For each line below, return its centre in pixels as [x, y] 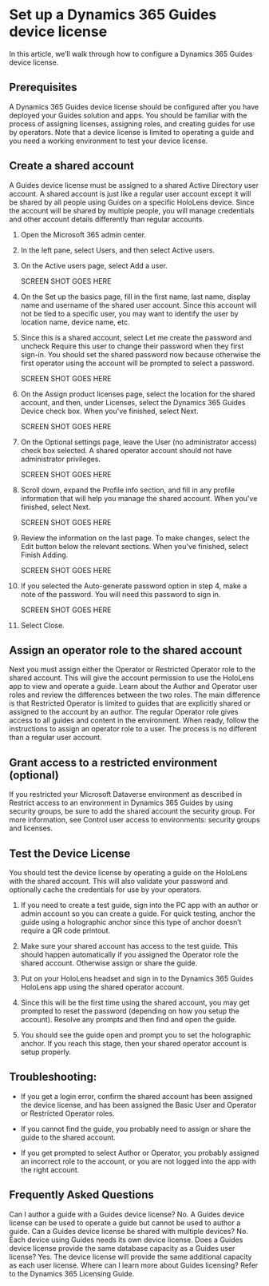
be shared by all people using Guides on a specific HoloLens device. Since [132, 202]
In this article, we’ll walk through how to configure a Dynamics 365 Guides [131, 54]
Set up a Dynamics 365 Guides [113, 15]
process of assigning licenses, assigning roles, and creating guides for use [132, 123]
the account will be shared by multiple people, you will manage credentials [132, 210]
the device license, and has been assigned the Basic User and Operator [138, 1105]
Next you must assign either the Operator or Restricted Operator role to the [133, 670]
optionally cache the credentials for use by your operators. [105, 890]
